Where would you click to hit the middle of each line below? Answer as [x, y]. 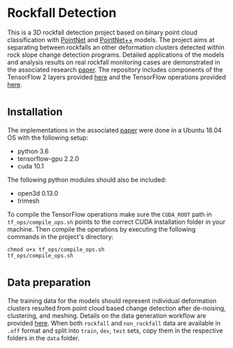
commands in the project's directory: [61, 236]
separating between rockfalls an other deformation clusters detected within [116, 47]
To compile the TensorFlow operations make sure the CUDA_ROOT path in [110, 214]
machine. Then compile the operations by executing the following [101, 229]
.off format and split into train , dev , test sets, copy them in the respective [115, 330]
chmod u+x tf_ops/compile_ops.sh [56, 249]
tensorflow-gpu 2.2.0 [48, 159]
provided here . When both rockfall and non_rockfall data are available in [114, 323]
